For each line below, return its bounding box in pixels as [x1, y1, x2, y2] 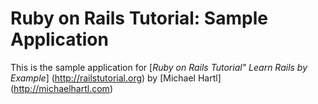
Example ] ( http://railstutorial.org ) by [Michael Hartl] [10, 72, 222, 84]
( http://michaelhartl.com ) [10, 82, 113, 94]
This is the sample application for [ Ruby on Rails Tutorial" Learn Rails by [10, 61, 308, 73]
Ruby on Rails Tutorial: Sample [10, 7, 268, 30]
